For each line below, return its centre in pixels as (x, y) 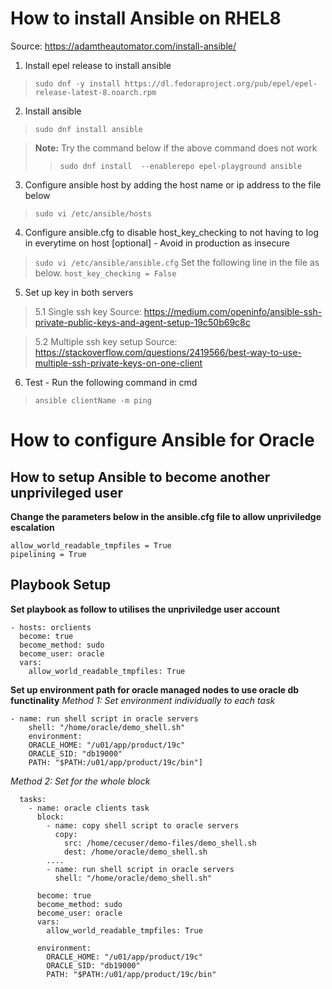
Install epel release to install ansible (98, 65)
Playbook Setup (61, 585)
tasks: (33, 799)
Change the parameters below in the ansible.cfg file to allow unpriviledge (166, 516)
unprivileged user (67, 492)
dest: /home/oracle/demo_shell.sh (135, 852)
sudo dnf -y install (77, 83)
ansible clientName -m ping (93, 400)
